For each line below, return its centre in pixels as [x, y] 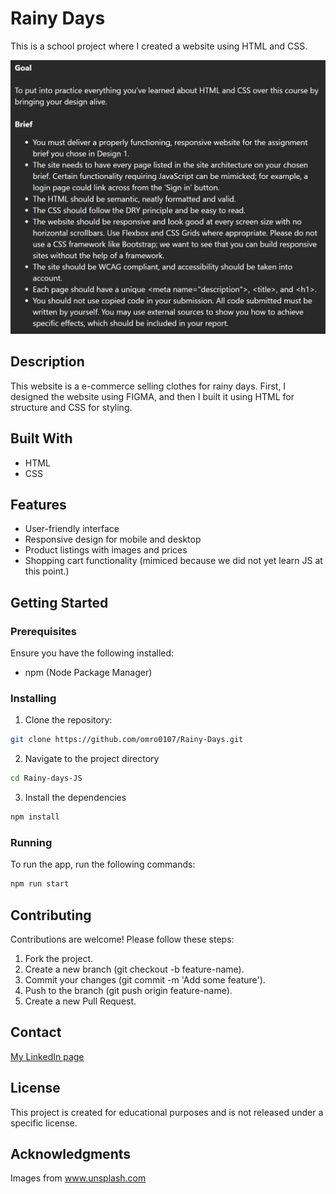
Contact [36, 1032]
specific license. [44, 1123]
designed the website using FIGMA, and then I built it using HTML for [152, 396]
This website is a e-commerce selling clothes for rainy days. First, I [148, 386]
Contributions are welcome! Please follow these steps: [122, 939]
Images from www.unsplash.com [78, 1178]
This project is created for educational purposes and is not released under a [167, 1112]
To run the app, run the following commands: [103, 864]
